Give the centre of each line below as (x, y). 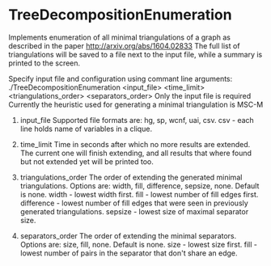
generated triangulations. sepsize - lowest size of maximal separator (134, 211)
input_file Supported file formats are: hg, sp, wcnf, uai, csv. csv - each (137, 120)
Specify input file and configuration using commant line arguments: (121, 78)
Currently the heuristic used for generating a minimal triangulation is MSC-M (136, 104)
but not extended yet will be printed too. (87, 161)
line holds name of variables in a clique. (86, 129)
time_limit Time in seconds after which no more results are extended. (135, 144)
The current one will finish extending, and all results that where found (136, 153)
